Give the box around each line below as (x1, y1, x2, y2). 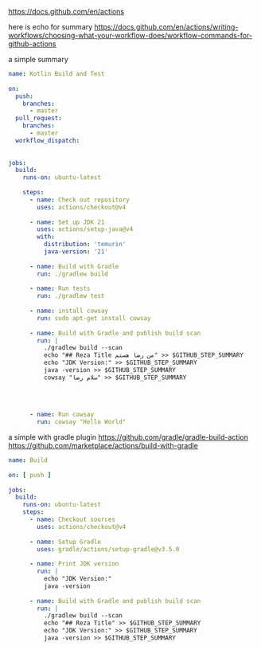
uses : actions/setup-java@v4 (37, 225, 134, 233)
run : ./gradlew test (37, 292, 105, 300)
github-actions (8, 39, 57, 49)
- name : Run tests (29, 284, 91, 293)
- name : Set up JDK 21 (29, 218, 105, 226)
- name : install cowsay (29, 307, 109, 315)
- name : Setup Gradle (29, 538, 102, 546)
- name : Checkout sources (29, 515, 115, 523)
